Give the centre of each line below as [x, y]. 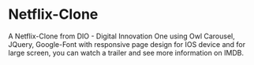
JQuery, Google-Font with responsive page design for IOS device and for [127, 44]
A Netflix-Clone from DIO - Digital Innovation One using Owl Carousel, [121, 36]
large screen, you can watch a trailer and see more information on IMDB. [126, 52]
